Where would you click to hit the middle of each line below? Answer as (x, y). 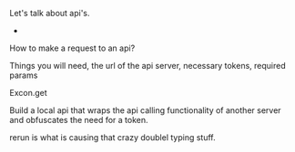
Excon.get (28, 93)
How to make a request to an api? (72, 48)
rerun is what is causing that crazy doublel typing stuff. (112, 138)
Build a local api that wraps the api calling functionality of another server (145, 110)
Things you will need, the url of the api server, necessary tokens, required (147, 66)
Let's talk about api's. (50, 13)
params (24, 75)
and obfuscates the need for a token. (79, 120)
